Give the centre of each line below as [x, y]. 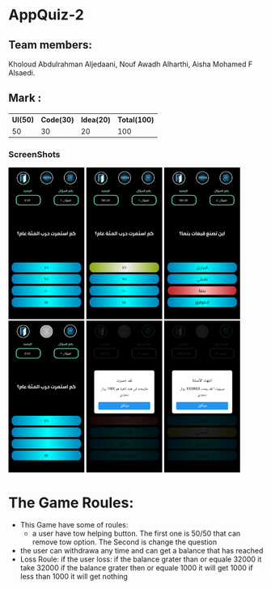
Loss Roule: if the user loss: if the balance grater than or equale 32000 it [141, 559]
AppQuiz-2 [47, 15]
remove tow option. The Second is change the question [124, 542]
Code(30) [57, 120]
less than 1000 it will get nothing [74, 577]
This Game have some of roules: [74, 525]
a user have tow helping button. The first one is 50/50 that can [136, 534]
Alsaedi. [22, 73]
